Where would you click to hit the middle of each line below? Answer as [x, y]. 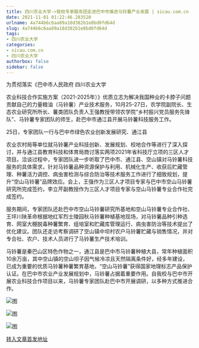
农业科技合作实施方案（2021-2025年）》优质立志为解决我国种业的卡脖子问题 [99, 97]
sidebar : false [25, 67]
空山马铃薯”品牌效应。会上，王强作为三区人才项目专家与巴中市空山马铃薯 [103, 182]
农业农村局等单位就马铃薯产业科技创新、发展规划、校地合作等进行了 [89, 145]
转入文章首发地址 [27, 339]
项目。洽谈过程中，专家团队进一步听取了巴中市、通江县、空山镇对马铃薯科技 [99, 159]
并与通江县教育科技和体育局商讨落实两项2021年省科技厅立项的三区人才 [103, 152]
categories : [21, 45]
